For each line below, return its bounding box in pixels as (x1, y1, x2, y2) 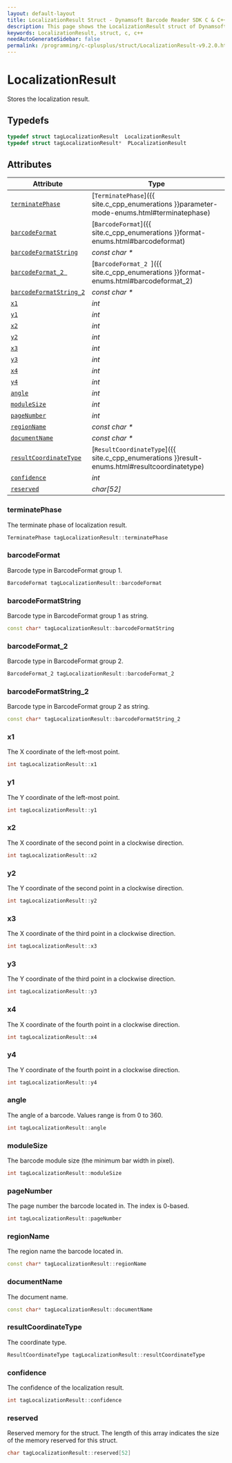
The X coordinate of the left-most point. (7, 747, 120, 756)
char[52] (91, 484, 122, 494)
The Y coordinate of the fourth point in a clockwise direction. (7, 1065, 180, 1074)
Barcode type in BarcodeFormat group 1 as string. (7, 611, 148, 620)
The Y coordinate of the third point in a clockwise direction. (7, 975, 176, 983)
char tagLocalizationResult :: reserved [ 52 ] (7, 1450, 131, 1457)
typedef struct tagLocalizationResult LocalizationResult (7, 133, 181, 140)
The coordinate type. (7, 1338, 67, 1346)
